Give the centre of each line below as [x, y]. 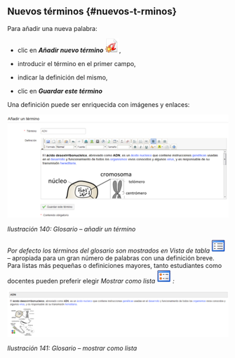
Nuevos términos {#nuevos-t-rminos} [92, 12]
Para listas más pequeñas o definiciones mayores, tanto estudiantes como [115, 265]
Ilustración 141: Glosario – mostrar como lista [72, 348]
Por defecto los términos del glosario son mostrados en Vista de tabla [109, 250]
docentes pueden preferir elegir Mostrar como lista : [91, 281]
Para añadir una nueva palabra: [52, 28]
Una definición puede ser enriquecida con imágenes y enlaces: [99, 104]
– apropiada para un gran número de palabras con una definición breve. [111, 258]
